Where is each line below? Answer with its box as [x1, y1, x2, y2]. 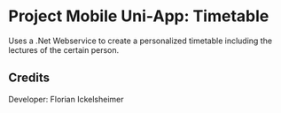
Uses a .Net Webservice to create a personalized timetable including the [8, 35, 272, 46]
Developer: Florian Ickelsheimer [8, 94, 125, 104]
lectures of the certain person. [8, 44, 120, 55]
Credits [8, 71, 51, 86]
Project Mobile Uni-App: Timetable [8, 6, 269, 26]
